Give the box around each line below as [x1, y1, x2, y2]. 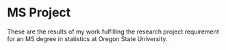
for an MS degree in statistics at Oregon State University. [7, 34, 168, 42]
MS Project [7, 5, 71, 21]
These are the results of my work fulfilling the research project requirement [7, 27, 219, 36]
